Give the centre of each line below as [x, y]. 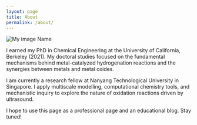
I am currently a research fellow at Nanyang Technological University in [93, 80]
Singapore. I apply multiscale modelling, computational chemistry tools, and [98, 87]
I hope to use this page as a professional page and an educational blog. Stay [99, 111]
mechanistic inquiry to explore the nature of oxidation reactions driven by [95, 93]
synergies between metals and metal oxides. [60, 69]
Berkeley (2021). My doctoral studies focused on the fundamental [86, 57]
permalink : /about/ [30, 22]
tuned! [14, 117]
